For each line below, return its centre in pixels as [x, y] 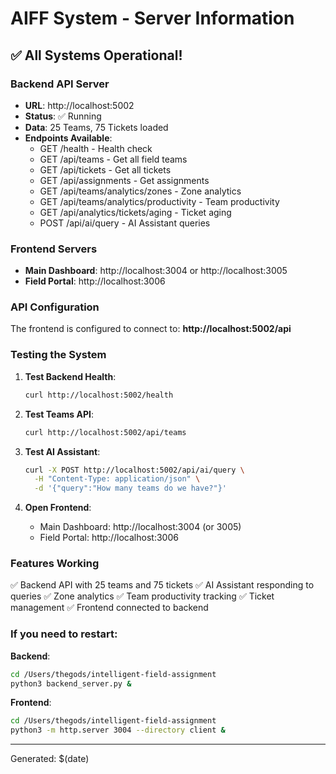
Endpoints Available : [68, 138]
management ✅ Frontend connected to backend [109, 608]
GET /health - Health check [96, 148]
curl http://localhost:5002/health [99, 395]
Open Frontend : [58, 508]
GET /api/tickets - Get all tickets [105, 169]
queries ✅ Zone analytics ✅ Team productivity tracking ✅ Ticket [142, 596]
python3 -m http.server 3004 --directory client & [118, 730]
